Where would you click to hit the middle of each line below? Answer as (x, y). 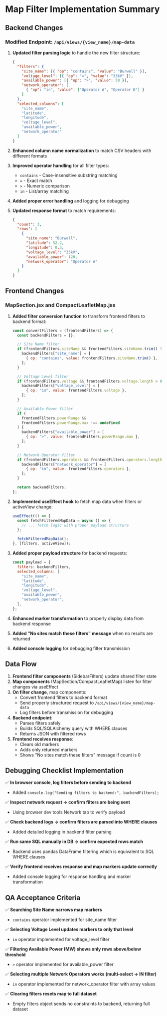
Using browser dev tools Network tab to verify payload (69, 812)
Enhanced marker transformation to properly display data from (78, 618)
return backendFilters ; (42, 487)
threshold (15, 955)
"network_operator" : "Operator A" (62, 261)
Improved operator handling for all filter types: (61, 165)
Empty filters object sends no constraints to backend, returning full (81, 1004)
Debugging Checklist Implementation (64, 770)
